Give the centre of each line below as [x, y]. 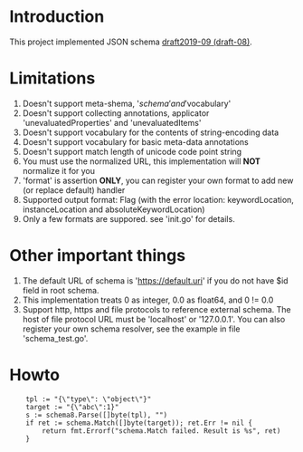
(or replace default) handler [74, 190]
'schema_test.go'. [55, 338]
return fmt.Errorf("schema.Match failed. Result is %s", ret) [161, 431]
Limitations [52, 78]
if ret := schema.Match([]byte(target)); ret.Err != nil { [139, 423]
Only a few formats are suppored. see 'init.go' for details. [128, 218]
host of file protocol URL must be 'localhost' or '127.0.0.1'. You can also [154, 319]
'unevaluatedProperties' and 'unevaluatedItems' [112, 122]
